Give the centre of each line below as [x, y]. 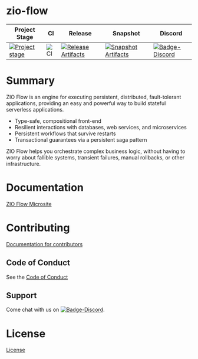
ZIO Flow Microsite [29, 204]
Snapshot [126, 33]
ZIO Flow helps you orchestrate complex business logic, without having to [96, 151]
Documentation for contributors [44, 244]
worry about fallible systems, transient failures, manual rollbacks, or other [95, 157]
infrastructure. [24, 164]
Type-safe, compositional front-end [58, 121]
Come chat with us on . [55, 310]
